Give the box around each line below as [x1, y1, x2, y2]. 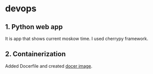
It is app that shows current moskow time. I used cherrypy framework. [5, 36, 149, 41]
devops [5, 3, 37, 14]
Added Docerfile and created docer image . [5, 63, 93, 69]
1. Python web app [5, 23, 63, 31]
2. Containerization [5, 50, 66, 58]
